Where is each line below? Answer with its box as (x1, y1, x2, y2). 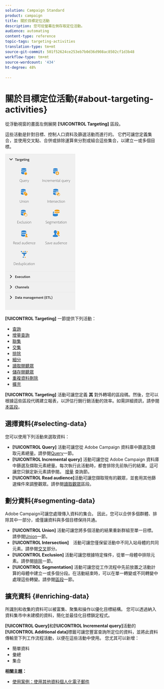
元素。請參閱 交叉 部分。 (12, 546, 60, 551)
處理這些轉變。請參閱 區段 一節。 (12, 576, 77, 582)
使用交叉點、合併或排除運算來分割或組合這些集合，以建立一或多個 (18, 138, 151, 143)
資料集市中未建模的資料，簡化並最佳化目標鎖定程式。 (5, 612, 113, 618)
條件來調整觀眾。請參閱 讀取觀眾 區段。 (16, 481, 94, 487)
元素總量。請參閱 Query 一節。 (16, 450, 77, 456)
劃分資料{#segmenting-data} (5, 496, 95, 505)
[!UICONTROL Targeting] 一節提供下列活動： (5, 316, 96, 322)
